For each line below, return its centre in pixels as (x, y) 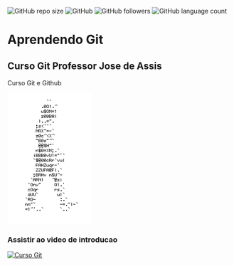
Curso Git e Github (34, 83)
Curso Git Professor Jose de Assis (85, 66)
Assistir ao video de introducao (63, 240)
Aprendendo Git (55, 40)
